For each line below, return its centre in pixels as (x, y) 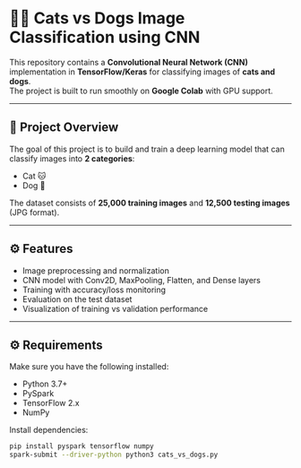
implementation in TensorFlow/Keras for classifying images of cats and (142, 72)
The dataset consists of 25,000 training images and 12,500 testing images (150, 203)
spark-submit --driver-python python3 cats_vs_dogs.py (114, 455)
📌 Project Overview (64, 128)
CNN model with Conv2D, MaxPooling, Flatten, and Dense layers (142, 280)
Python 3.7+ (45, 384)
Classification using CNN (105, 37)
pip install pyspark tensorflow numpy (82, 446)
